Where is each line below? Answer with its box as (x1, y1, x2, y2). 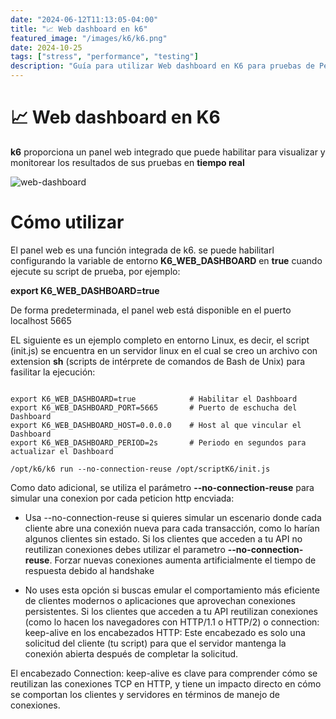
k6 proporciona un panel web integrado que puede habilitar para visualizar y (10, 146, 326, 158)
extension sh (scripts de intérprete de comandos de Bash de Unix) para (10, 355, 306, 367)
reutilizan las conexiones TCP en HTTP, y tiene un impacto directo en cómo (10, 677, 322, 690)
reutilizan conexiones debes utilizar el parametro (24, 543, 226, 555)
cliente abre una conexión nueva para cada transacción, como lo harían (24, 522, 320, 534)
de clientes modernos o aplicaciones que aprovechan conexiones (24, 594, 296, 606)
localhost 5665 (10, 314, 72, 326)
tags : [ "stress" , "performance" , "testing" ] (10, 52, 199, 62)
